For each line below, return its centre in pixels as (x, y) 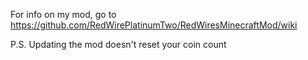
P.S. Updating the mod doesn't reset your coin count (118, 44)
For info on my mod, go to (63, 14)
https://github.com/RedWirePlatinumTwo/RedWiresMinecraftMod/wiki (154, 25)
